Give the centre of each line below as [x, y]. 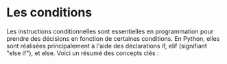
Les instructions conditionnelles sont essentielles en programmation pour [110, 31]
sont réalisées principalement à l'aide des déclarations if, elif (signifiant [107, 46]
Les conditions [49, 13]
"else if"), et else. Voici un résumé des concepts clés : [83, 53]
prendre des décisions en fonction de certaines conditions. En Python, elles [113, 38]
